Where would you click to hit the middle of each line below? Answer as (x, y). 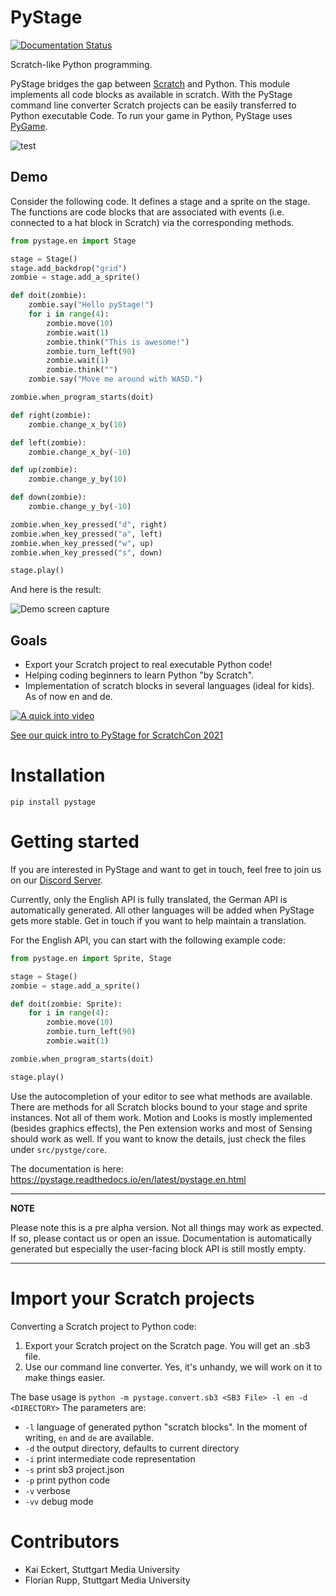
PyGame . (29, 126)
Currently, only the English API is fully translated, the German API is (149, 899)
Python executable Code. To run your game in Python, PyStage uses (151, 115)
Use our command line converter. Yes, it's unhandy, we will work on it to (173, 1367)
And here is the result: (56, 590)
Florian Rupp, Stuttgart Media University (107, 1580)
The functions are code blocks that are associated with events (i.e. (147, 212)
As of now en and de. (68, 697)
